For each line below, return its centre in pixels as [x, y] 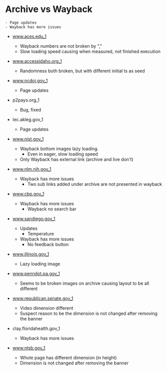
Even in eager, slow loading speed [63, 154]
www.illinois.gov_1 [31, 254]
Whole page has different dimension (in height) [68, 357]
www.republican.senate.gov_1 [43, 298]
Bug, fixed [30, 109]
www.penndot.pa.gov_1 [36, 273]
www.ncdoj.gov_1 [30, 80]
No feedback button [48, 244]
